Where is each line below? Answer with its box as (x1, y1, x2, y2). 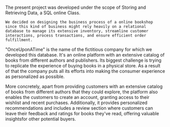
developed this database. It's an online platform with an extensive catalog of (5, 52, 165, 58)
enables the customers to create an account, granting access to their (5, 94, 150, 100)
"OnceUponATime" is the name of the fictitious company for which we (5, 46, 152, 53)
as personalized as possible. (5, 73, 65, 80)
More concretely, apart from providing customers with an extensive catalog (5, 84, 163, 89)
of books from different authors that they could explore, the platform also (5, 89, 158, 95)
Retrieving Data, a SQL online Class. (5, 10, 81, 16)
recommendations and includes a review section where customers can (5, 105, 153, 111)
